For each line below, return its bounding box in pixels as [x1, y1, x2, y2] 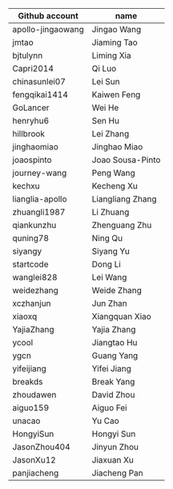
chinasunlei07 [12, 76, 66, 87]
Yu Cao [91, 415, 119, 426]
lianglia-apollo [12, 194, 67, 204]
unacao [12, 415, 41, 426]
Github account [18, 10, 78, 21]
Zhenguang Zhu [91, 220, 152, 230]
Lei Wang [91, 272, 127, 283]
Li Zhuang [91, 206, 130, 218]
